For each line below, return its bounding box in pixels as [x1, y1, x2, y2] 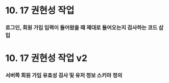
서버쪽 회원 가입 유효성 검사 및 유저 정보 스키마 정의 [5, 72, 123, 79]
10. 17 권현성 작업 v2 [5, 52, 88, 64]
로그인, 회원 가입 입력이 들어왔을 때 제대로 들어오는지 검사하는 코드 [5, 24, 158, 31]
